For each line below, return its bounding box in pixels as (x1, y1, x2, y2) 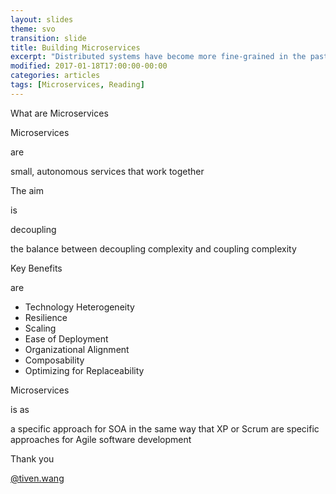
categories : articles (10, 71, 101, 81)
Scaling (24, 322, 57, 334)
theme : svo (10, 24, 56, 34)
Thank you (10, 452, 55, 465)
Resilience (24, 311, 68, 323)
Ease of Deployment (24, 332, 109, 345)
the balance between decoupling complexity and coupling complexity (10, 242, 297, 255)
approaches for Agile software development (10, 433, 192, 445)
